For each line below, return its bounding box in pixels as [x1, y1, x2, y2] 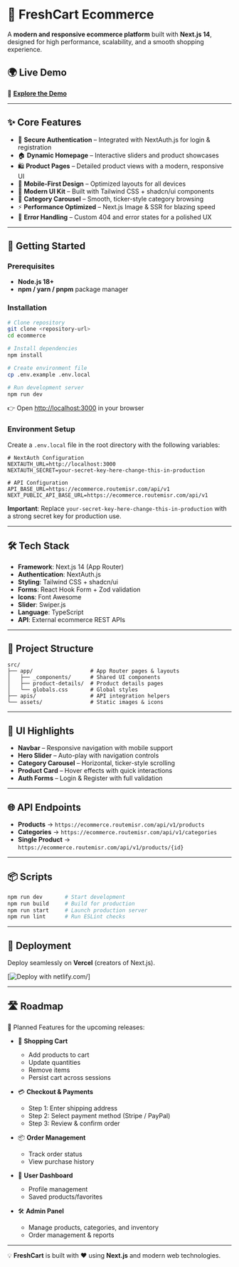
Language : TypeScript [17, 608, 84, 616]
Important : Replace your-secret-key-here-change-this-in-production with [7, 504, 228, 512]
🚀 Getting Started [7, 240, 86, 252]
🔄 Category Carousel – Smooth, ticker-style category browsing [17, 194, 204, 203]
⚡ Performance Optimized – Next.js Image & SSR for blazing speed [17, 202, 216, 211]
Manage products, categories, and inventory [28, 1223, 159, 1231]
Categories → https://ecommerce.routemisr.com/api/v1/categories [17, 827, 217, 836]
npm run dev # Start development [7, 893, 126, 900]
